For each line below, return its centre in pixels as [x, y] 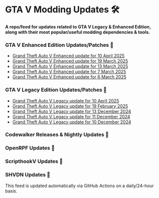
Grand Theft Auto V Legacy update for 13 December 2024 [72, 111]
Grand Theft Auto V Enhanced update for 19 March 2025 [70, 61]
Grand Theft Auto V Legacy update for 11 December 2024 [71, 116]
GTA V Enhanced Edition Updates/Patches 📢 [59, 45]
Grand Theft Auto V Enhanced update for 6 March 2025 [69, 77]
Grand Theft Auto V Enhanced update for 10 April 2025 [69, 56]
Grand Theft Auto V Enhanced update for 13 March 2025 [70, 66]
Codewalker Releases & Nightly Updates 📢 [57, 135]
